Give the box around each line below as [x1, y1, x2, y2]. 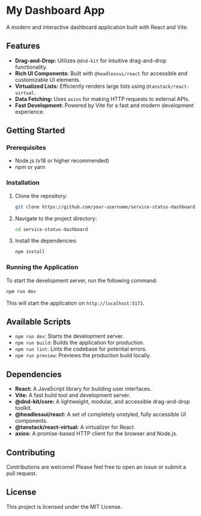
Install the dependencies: [14, 237, 78, 244]
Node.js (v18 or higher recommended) [14, 157, 109, 164]
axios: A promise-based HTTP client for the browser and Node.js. [14, 430, 178, 437]
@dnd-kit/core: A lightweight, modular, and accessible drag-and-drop [14, 398, 190, 405]
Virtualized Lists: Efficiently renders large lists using [14, 82, 145, 90]
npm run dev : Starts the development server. [14, 333, 124, 340]
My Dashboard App [6, 4, 105, 17]
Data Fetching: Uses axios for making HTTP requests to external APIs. [14, 95, 190, 102]
